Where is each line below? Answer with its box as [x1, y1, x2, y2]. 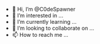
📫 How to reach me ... [12, 32, 68, 38]
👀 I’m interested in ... [12, 12, 64, 19]
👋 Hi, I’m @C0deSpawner [12, 6, 76, 12]
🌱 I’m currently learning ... [12, 18, 77, 25]
